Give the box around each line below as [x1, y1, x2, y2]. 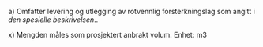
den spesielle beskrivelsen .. [8, 15, 99, 24]
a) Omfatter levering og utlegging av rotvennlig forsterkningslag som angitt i [8, 7, 255, 16]
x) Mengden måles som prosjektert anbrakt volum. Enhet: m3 [8, 31, 208, 39]
